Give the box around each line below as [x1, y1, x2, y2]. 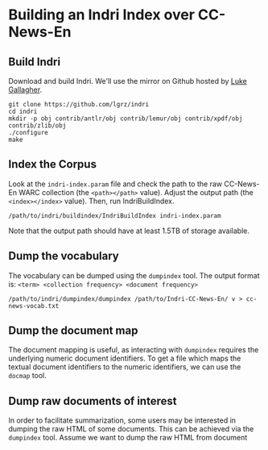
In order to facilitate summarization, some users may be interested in [8, 415, 236, 425]
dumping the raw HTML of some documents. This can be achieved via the [8, 424, 254, 434]
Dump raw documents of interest [8, 394, 177, 408]
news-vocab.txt [8, 302, 60, 310]
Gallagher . [8, 85, 43, 94]
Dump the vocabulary [8, 249, 119, 263]
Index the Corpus [8, 157, 97, 171]
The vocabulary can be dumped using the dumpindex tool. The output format [8, 270, 260, 280]
